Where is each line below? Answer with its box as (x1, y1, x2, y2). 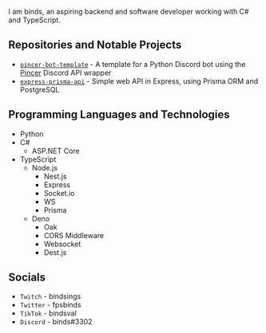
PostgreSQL (19, 84, 60, 94)
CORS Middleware (43, 230, 105, 240)
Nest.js (43, 171, 67, 181)
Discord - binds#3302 (19, 317, 93, 327)
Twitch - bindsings (19, 292, 81, 301)
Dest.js (43, 247, 67, 257)
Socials (8, 271, 46, 284)
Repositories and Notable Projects (8, 38, 182, 52)
